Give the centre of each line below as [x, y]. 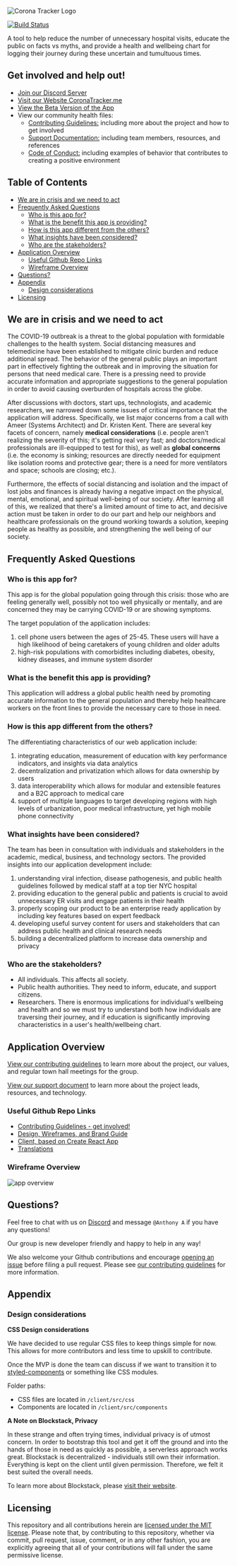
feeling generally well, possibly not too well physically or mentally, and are [115, 602]
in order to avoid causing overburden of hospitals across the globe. [105, 389]
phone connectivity [45, 816]
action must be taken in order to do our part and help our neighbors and [112, 514]
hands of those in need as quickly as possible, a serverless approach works [117, 1449]
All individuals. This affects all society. [73, 980]
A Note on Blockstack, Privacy [53, 1421]
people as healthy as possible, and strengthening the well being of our [109, 529]
